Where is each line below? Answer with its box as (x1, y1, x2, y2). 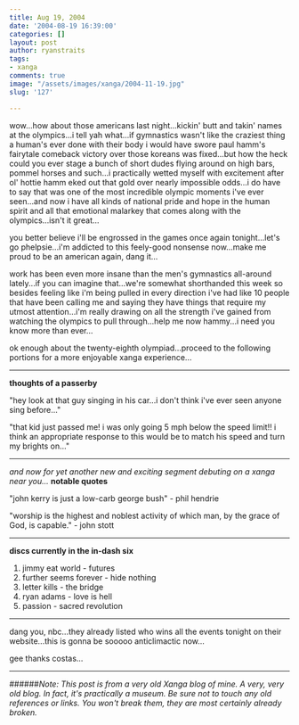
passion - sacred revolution (21, 600, 123, 611)
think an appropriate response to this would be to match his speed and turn (9, 431, 286, 441)
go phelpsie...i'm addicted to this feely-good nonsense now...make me (9, 242, 267, 252)
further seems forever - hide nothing (21, 572, 157, 582)
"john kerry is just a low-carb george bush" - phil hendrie (9, 492, 220, 504)
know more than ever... (9, 325, 93, 335)
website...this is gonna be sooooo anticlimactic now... (9, 635, 205, 647)
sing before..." (9, 404, 61, 415)
